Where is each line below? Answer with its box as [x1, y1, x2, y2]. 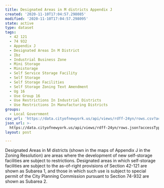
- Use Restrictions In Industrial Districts [9, 98, 102, 103]
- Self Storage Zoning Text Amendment [9, 84, 89, 89]
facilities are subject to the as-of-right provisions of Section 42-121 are [5, 163, 147, 169]
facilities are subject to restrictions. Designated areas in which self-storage [5, 158, 156, 164]
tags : [5, 30, 16, 35]
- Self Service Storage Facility [9, 71, 78, 76]
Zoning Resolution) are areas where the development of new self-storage [5, 152, 153, 159]
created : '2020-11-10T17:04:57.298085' [5, 12, 86, 17]
